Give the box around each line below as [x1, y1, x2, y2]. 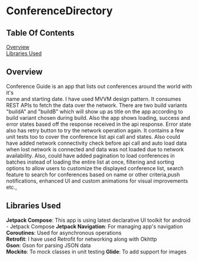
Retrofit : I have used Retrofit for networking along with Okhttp [6, 235, 157, 243]
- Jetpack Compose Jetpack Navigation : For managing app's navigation [6, 222, 183, 230]
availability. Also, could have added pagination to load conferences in [6, 152, 176, 159]
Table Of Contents [6, 28, 75, 38]
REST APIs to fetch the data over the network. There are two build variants [6, 101, 187, 109]
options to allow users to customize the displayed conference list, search [6, 164, 184, 171]
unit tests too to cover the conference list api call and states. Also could [6, 133, 180, 140]
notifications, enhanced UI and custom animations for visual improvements [6, 177, 188, 184]
